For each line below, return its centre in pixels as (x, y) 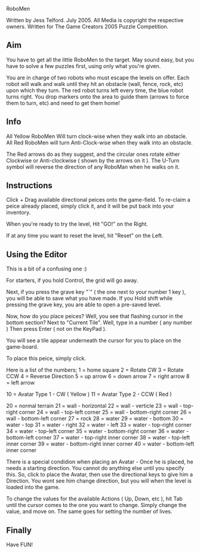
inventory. (19, 213)
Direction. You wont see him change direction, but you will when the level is (99, 481)
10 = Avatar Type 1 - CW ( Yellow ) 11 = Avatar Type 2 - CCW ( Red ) (89, 394)
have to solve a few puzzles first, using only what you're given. (84, 66)
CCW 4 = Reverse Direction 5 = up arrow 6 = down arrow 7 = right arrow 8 (98, 376)
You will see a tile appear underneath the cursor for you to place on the (94, 340)
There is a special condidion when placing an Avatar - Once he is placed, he (100, 462)
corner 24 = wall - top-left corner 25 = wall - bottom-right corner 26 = (105, 412)
